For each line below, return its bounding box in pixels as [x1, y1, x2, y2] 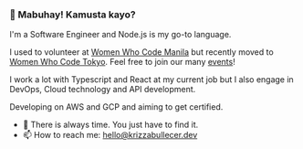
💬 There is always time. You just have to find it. [22, 119, 199, 131]
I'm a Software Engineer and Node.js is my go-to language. [9, 29, 232, 40]
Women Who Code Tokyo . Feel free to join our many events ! [9, 57, 235, 68]
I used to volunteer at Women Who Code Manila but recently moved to [9, 47, 274, 58]
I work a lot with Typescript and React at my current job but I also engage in [9, 74, 294, 85]
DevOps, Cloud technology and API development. [9, 84, 196, 95]
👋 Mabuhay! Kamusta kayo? [9, 8, 136, 21]
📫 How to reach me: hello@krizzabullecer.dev [22, 130, 198, 141]
